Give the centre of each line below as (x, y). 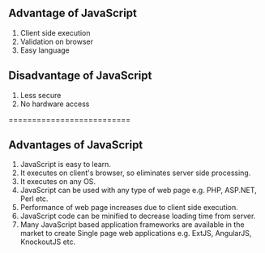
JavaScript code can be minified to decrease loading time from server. (138, 216)
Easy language (45, 50)
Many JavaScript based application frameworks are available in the (132, 225)
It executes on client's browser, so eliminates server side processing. (135, 173)
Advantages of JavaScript (76, 145)
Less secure (41, 95)
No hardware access (55, 104)
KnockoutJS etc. (48, 242)
